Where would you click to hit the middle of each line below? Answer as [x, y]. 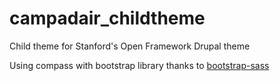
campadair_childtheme [107, 18]
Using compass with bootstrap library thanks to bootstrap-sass [139, 65]
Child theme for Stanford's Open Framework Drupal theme [130, 46]
